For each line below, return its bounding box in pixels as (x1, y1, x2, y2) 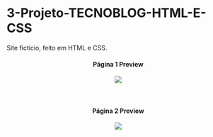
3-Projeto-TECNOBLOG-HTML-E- (6, 5, 207, 21)
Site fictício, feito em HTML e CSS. (6, 43, 108, 52)
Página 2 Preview (92, 106, 144, 115)
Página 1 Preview (93, 60, 144, 68)
